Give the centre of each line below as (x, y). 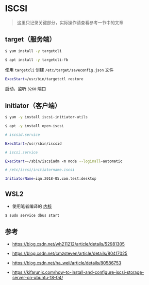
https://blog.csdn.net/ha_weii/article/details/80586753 (66, 263)
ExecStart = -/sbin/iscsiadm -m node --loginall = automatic (64, 161)
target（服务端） (30, 39)
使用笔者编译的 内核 (32, 206)
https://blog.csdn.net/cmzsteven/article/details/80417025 (70, 253)
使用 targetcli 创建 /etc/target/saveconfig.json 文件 (59, 70)
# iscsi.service (21, 152)
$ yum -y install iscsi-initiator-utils (47, 117)
